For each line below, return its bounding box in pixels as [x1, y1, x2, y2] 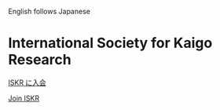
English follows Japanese [8, 7, 90, 16]
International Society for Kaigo [8, 35, 213, 52]
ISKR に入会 [8, 78, 47, 87]
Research [8, 51, 72, 69]
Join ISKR [8, 93, 40, 103]
